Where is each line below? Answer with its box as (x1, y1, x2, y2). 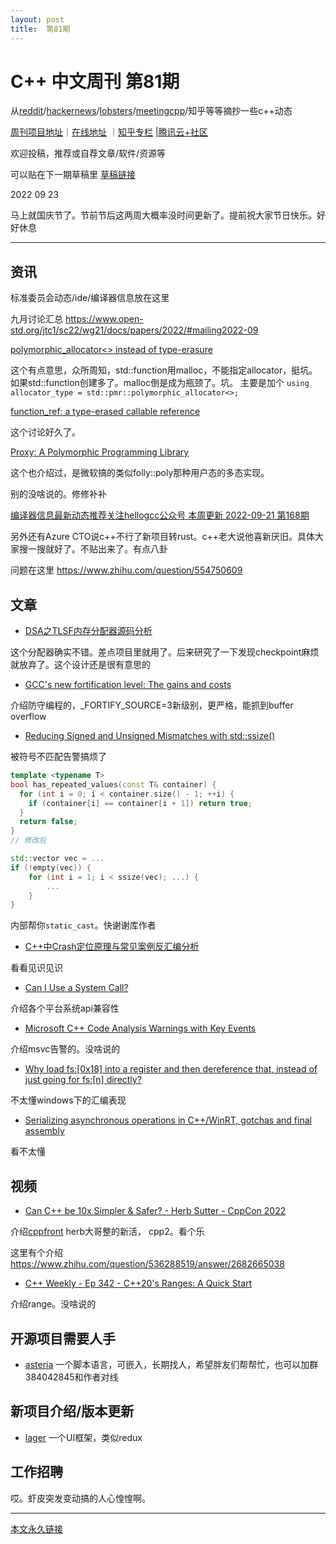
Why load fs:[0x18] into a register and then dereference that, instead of (24, 1063, 318, 1075)
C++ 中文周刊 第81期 (10, 70, 180, 93)
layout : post (10, 14, 65, 25)
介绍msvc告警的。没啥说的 (10, 1043, 121, 1055)
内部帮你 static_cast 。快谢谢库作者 (10, 919, 157, 931)
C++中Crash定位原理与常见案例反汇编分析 (24, 941, 200, 953)
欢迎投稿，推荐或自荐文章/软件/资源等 (10, 147, 167, 160)
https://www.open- (64, 313, 144, 325)
